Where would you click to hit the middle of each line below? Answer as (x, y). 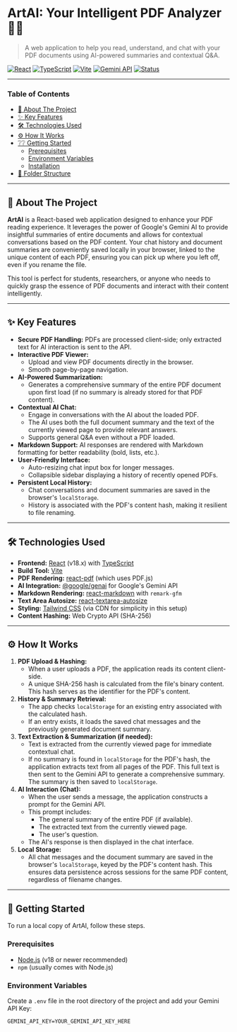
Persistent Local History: (55, 482)
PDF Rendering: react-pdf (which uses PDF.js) (85, 578)
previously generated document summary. (90, 729)
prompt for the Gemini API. (67, 805)
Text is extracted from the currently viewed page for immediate (120, 744)
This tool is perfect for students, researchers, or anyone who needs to (109, 278)
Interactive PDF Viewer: (53, 354)
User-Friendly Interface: (54, 460)
